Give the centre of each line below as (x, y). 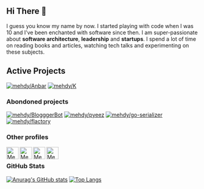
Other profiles (27, 137)
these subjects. (26, 52)
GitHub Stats (26, 166)
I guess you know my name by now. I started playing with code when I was (100, 26)
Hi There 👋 (26, 11)
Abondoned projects (37, 101)
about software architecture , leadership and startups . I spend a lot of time (101, 39)
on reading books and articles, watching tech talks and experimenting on (98, 45)
